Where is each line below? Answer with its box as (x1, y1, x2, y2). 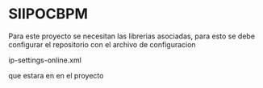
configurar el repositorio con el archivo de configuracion (8, 39, 196, 49)
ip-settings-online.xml (8, 55, 82, 65)
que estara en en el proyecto (8, 70, 104, 80)
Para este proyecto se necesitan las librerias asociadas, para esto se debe (8, 31, 256, 41)
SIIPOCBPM (8, 5, 89, 23)
